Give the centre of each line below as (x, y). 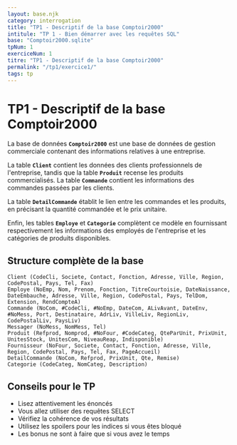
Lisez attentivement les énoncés (65, 404)
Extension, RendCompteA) (44, 302)
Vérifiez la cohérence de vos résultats (73, 419)
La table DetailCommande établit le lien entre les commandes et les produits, (117, 202)
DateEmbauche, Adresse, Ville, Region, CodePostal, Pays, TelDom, (108, 296)
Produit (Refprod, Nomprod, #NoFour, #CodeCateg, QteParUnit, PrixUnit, (117, 333)
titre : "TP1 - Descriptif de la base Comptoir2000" (85, 61)
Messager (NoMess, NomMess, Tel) (57, 327)
